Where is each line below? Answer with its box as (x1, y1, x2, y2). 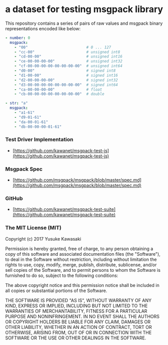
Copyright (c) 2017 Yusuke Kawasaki (5, 236, 81, 242)
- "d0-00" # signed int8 (14, 68, 116, 74)
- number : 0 (5, 35, 30, 40)
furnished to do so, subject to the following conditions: (5, 272, 118, 278)
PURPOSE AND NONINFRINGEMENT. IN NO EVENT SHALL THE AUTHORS (5, 313, 160, 319)
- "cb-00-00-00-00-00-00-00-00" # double (14, 92, 105, 97)
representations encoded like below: (5, 25, 81, 31)
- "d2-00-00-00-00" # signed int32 (14, 77, 118, 83)
